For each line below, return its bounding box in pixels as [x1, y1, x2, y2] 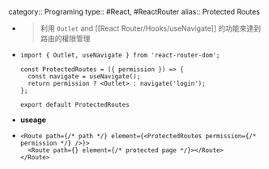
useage [19, 115, 47, 125]
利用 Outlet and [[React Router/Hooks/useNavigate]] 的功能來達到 [40, 23, 262, 33]
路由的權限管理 [40, 34, 91, 43]
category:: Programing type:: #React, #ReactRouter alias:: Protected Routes [8, 7, 261, 16]
